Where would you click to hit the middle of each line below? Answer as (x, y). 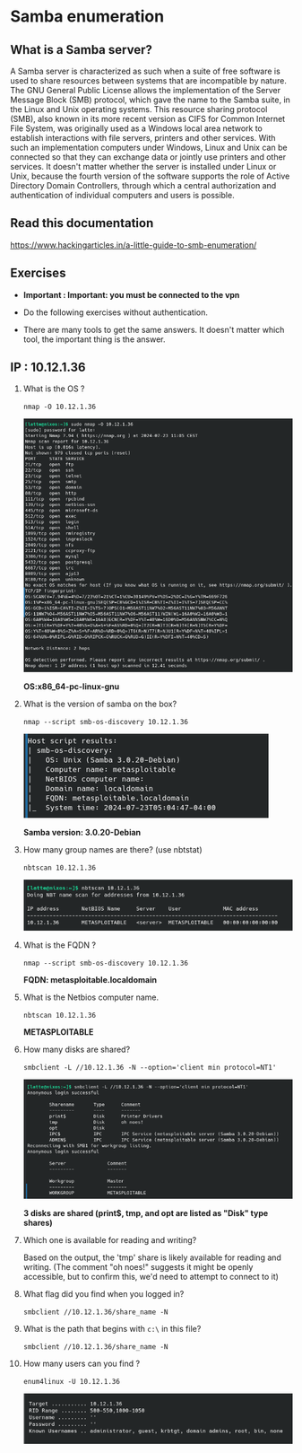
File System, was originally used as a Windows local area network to (136, 128)
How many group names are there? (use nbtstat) (112, 850)
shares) (38, 1222)
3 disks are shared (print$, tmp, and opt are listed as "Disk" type (146, 1212)
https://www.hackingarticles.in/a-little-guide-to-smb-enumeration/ (134, 245)
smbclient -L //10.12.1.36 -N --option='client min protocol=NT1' (150, 1067)
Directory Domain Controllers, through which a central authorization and (143, 185)
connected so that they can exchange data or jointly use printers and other (148, 157)
